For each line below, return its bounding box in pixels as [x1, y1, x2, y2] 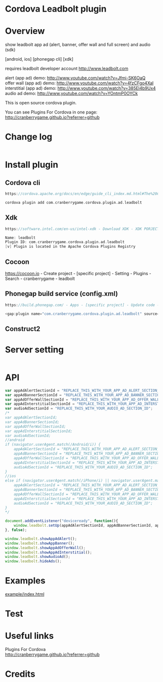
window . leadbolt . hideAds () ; [5, 559, 62, 564]
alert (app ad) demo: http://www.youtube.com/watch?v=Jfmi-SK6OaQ [5, 75, 146, 81]
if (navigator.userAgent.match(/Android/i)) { [5, 442, 101, 447]
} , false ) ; [5, 528, 27, 533]
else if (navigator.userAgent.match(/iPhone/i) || [5, 478, 110, 483]
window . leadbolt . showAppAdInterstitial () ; [5, 550, 92, 555]
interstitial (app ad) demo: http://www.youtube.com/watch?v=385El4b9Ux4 [5, 85, 156, 91]
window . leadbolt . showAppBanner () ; [5, 541, 75, 546]
